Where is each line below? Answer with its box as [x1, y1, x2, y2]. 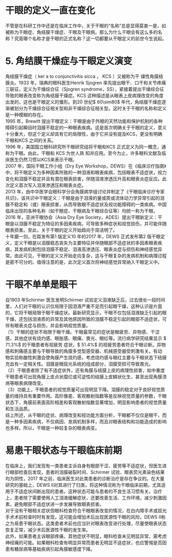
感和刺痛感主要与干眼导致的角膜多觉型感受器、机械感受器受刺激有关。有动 [5, 348, 162, 354]
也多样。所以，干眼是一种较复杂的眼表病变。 [5, 425, 100, 431]
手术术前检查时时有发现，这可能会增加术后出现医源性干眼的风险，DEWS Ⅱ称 [5, 513, 166, 520]
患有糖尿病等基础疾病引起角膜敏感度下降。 [5, 546, 95, 552]
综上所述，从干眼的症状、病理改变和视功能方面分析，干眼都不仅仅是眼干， [5, 412, 162, 418]
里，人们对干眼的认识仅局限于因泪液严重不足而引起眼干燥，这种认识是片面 [5, 303, 162, 309]
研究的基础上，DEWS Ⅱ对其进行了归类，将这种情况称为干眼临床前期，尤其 [5, 482, 161, 488]
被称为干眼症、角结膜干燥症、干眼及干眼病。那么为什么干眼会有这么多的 [5, 29, 158, 35]
